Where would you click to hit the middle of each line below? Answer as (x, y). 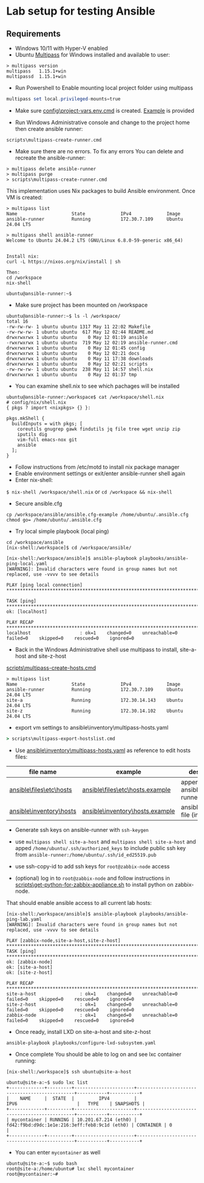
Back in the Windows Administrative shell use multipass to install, (97, 649)
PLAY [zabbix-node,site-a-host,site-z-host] (63, 940)
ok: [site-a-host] (29, 967)
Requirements (33, 34)
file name (43, 772)
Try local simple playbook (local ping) (62, 531)
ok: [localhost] (27, 612)
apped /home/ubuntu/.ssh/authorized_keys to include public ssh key (100, 848)
